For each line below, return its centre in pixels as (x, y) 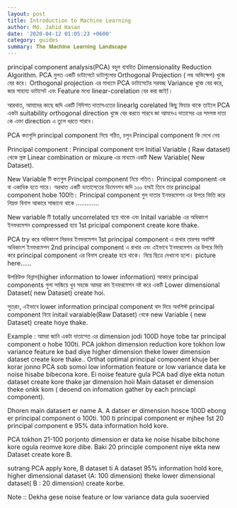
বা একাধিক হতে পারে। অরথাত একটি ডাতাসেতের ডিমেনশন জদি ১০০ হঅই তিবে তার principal (104, 187)
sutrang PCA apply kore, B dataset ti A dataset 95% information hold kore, (115, 468)
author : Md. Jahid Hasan (44, 27)
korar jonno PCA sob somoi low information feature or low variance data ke (117, 367)
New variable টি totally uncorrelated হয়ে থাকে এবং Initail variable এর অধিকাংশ (108, 217)
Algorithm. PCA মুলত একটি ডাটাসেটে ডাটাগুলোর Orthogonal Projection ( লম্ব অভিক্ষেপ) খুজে (116, 75)
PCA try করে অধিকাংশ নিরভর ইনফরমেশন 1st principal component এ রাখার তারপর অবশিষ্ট (111, 239)
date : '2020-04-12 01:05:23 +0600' (60, 34)
